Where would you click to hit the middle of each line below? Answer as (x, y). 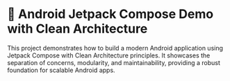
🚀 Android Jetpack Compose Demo (110, 14)
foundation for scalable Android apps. (61, 70)
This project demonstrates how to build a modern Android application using (115, 48)
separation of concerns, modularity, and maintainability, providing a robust (114, 62)
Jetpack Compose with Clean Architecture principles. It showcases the (109, 55)
